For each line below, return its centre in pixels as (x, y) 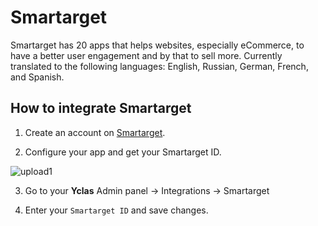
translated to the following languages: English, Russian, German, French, (159, 66)
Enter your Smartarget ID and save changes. (116, 210)
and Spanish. (37, 77)
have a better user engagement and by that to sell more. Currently (146, 55)
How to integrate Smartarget (101, 108)
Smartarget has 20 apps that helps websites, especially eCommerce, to (157, 45)
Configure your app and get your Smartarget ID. (123, 152)
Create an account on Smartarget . (95, 132)
